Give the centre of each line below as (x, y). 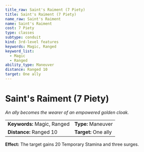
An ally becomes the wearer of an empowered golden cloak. (67, 112)
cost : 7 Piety (20, 28)
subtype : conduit (23, 38)
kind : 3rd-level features (32, 42)
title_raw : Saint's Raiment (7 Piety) (45, 10)
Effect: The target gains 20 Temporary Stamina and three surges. (72, 144)
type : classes (20, 33)
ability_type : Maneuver (30, 65)
